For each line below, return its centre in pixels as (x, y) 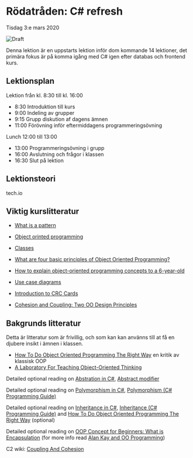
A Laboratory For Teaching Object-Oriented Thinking (78, 367)
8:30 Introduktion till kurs (45, 107)
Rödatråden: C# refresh (64, 11)
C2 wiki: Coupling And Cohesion (45, 449)
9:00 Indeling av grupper (44, 112)
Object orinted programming (49, 237)
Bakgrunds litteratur (44, 323)
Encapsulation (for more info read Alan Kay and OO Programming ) (86, 438)
